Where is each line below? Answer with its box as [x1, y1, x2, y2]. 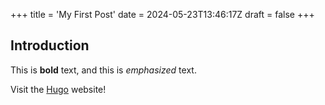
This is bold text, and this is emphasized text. [10, 64, 197, 76]
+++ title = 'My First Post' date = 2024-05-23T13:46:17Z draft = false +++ [10, 9, 315, 20]
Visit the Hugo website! [10, 83, 107, 95]
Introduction [10, 37, 90, 54]
